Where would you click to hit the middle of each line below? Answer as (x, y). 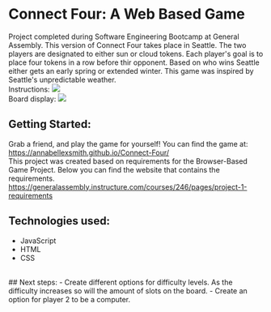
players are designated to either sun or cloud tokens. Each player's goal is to (136, 53)
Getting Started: (50, 124)
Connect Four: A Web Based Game (127, 14)
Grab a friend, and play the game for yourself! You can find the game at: (128, 143)
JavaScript (38, 241)
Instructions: (29, 89)
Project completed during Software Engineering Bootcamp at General (124, 36)
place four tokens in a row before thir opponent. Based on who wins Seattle (134, 62)
